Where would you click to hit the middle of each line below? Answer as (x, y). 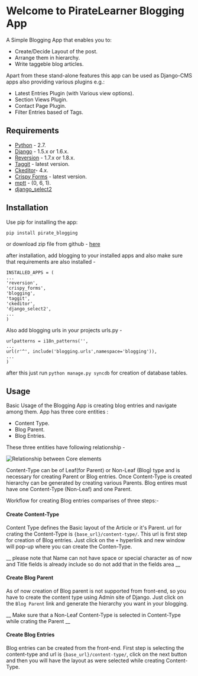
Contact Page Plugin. (40, 105)
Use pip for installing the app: (42, 222)
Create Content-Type (33, 514)
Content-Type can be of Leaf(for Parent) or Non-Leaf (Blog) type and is (93, 470)
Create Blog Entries (30, 635)
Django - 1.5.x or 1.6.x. (42, 151)
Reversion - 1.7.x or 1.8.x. (45, 158)
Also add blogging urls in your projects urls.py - (64, 330)
